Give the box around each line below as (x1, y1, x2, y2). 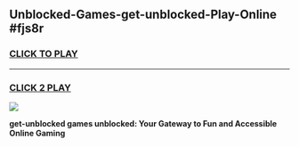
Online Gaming (9, 127, 66, 138)
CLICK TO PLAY (9, 48, 78, 61)
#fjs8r (9, 21, 44, 37)
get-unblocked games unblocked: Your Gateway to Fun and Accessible (9, 118, 278, 128)
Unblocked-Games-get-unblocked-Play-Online (9, 7, 278, 22)
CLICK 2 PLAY (9, 81, 71, 94)
